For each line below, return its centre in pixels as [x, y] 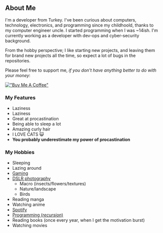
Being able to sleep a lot [37, 124]
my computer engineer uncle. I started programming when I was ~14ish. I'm [81, 30]
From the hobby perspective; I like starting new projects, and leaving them [80, 50]
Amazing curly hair [31, 129]
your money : [18, 75]
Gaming [20, 173]
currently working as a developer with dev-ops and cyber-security [72, 35]
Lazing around [27, 168]
